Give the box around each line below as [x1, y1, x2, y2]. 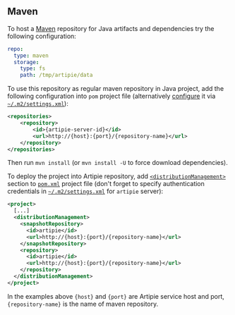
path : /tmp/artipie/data [20, 72, 93, 79]
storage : [13, 58, 40, 66]
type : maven [13, 52, 49, 59]
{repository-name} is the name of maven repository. [7, 299, 159, 308]
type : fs [20, 65, 46, 73]
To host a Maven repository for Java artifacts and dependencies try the [7, 24, 215, 32]
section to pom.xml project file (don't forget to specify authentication [7, 180, 205, 188]
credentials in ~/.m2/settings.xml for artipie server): [7, 187, 164, 196]
